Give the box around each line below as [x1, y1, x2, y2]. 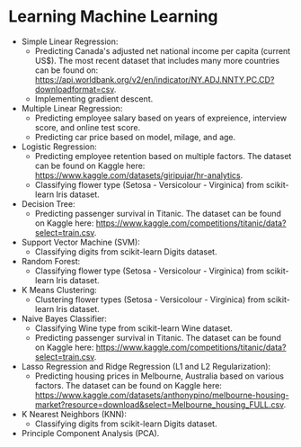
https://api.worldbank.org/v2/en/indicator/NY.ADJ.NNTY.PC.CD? [34, 74, 275, 85]
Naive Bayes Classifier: [21, 313, 107, 324]
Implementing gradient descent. [34, 93, 154, 104]
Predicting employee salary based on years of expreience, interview [34, 112, 288, 123]
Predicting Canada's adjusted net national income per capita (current [34, 45, 291, 56]
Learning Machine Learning [8, 6, 218, 27]
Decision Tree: [21, 198, 75, 209]
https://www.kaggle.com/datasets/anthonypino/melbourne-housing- [34, 389, 289, 400]
